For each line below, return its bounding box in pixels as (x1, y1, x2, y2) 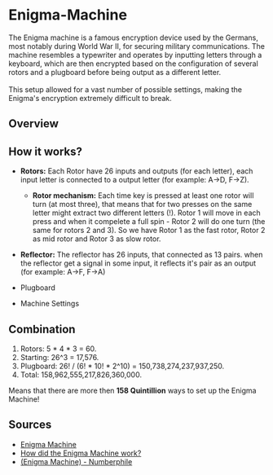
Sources (8, 418, 52, 432)
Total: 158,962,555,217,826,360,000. (20, 369, 143, 380)
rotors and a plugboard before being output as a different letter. (8, 67, 222, 77)
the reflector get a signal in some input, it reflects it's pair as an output (20, 258, 257, 268)
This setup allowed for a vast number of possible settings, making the (8, 84, 243, 95)
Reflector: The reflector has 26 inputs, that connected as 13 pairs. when (20, 250, 263, 260)
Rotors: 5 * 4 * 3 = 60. (20, 344, 97, 354)
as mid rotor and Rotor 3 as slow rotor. (32, 234, 161, 244)
